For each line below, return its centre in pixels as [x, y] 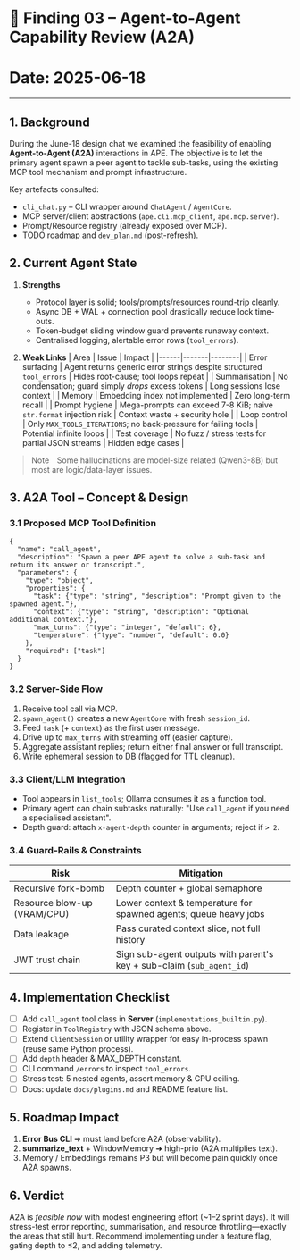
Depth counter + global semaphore [189, 888]
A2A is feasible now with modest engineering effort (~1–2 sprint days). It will [150, 1217]
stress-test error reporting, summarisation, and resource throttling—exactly [148, 1227]
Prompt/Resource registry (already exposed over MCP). [125, 225]
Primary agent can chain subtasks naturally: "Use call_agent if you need [156, 809]
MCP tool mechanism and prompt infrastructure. [98, 172]
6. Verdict [37, 1195]
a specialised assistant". [67, 818]
